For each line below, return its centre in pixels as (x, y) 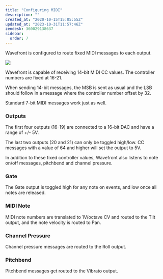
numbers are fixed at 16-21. (34, 77)
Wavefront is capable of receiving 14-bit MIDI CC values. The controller (80, 72)
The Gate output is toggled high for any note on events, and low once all (81, 187)
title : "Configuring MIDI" (34, 10)
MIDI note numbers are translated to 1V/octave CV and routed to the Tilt (80, 217)
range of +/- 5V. (22, 132)
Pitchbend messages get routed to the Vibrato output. (62, 271)
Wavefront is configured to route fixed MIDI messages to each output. (78, 53)
